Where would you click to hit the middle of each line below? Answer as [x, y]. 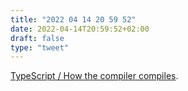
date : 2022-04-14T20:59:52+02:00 [80, 29]
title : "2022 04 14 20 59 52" [73, 19]
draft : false [37, 38]
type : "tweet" [40, 47]
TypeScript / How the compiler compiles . [94, 76]
